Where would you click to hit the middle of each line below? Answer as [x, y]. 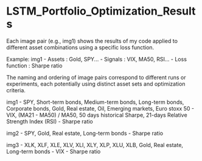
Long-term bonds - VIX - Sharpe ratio [54, 151]
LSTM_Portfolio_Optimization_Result [101, 11]
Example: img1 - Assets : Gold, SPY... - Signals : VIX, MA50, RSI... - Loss [97, 59]
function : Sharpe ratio [34, 66]
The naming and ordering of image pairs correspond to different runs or [96, 77]
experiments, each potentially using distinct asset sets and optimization [96, 84]
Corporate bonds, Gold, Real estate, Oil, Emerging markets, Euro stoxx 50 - [100, 108]
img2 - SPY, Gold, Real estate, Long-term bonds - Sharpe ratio [85, 133]
